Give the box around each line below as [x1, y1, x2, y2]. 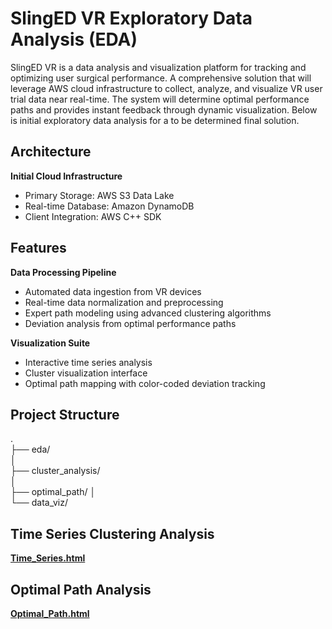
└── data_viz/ [10, 497, 68, 509]
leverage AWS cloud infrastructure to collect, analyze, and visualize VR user [10, 82, 323, 94]
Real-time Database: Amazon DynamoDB [24, 200, 195, 212]
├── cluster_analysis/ [10, 465, 101, 477]
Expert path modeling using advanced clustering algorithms [24, 307, 272, 319]
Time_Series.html [10, 552, 86, 564]
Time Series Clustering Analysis [10, 525, 215, 542]
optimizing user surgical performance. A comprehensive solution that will [10, 72, 312, 84]
